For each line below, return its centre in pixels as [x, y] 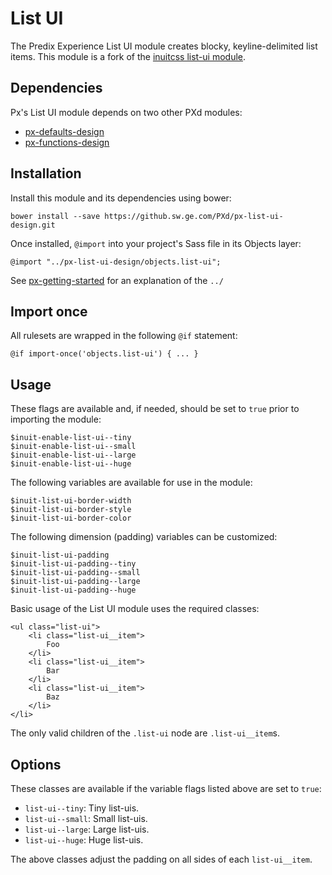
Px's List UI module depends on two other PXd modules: [126, 112]
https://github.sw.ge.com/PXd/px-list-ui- [194, 216]
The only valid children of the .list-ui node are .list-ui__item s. [145, 733]
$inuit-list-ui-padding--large [75, 582]
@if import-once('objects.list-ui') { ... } [104, 354]
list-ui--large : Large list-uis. [87, 829]
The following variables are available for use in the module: [131, 483]
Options [36, 764]
